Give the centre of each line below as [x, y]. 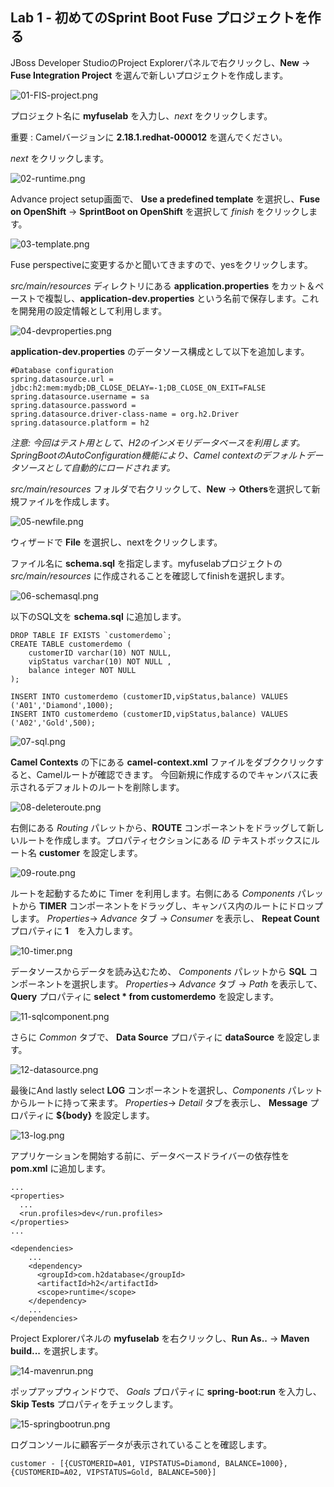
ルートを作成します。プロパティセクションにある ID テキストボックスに [165, 840]
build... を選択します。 [57, 1350]
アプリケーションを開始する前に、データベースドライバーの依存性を [150, 1155]
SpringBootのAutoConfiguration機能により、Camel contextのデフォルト [158, 455]
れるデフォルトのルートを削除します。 [106, 787]
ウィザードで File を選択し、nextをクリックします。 [116, 542]
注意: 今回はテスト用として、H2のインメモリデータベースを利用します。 [158, 442]
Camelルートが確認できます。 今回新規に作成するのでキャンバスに [173, 774]
